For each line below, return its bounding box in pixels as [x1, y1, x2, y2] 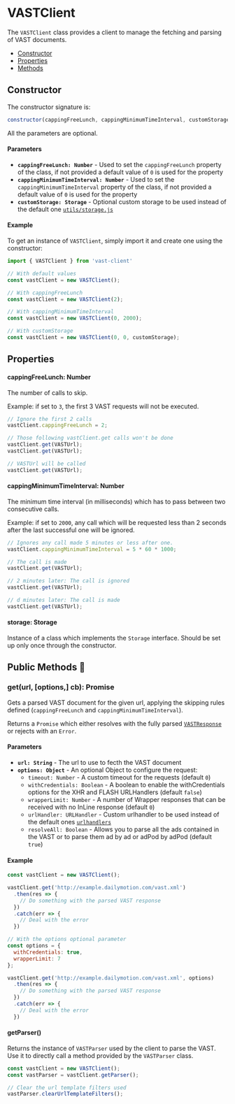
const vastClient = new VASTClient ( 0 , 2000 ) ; [7, 315, 142, 322]
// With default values [7, 270, 77, 277]
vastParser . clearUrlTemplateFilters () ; [7, 1091, 124, 1098]
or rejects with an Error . [7, 726, 77, 735]
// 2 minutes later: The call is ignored [7, 578, 130, 585]
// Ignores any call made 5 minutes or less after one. [7, 539, 173, 546]
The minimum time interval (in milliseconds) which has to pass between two [7, 497, 226, 506]
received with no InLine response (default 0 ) [27, 803, 155, 811]
